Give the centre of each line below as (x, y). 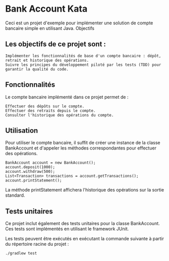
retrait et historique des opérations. (47, 60)
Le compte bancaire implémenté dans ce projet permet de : (67, 97)
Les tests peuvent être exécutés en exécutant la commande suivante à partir (84, 239)
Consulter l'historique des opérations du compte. (60, 115)
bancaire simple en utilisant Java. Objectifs (50, 28)
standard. (15, 195)
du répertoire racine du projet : (37, 244)
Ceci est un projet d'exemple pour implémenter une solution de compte (79, 23)
